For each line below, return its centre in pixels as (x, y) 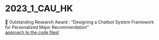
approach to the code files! (32, 32)
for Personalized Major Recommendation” (47, 27)
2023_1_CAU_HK (39, 9)
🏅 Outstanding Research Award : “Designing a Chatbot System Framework (80, 22)
